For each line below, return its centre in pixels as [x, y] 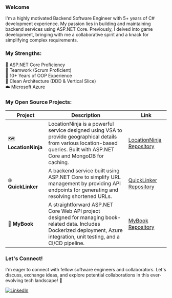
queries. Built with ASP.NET [81, 149]
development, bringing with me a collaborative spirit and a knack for [77, 35]
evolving [14, 281]
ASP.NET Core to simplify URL [85, 177]
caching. [59, 162]
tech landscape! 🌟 [43, 281]
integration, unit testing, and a [84, 236]
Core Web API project [74, 211]
